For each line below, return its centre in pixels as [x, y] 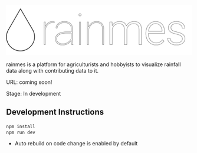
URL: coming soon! [29, 82]
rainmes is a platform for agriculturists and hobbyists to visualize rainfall [93, 64]
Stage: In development [34, 93]
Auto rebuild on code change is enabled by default [76, 143]
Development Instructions [55, 112]
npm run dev [21, 132]
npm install [21, 126]
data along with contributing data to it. [52, 70]
